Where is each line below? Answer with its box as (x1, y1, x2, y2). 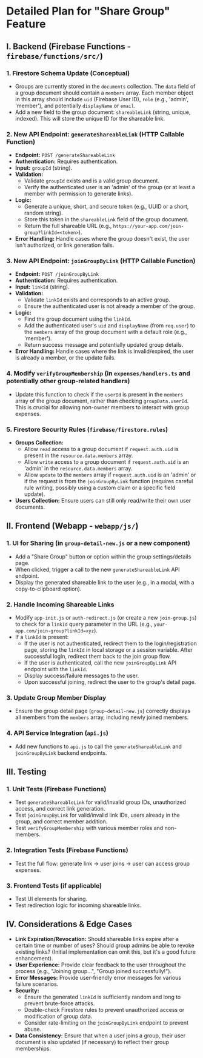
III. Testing (6, 767, 47, 777)
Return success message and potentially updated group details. (24, 341, 184, 349)
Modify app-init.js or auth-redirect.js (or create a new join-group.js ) (15, 614, 197, 621)
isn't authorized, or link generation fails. (15, 241, 115, 249)
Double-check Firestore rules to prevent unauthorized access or (24, 1006, 185, 1013)
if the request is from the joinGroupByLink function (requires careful (24, 478, 193, 485)
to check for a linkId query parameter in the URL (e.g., (15, 620, 153, 628)
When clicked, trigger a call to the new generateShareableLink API (15, 566, 180, 573)
